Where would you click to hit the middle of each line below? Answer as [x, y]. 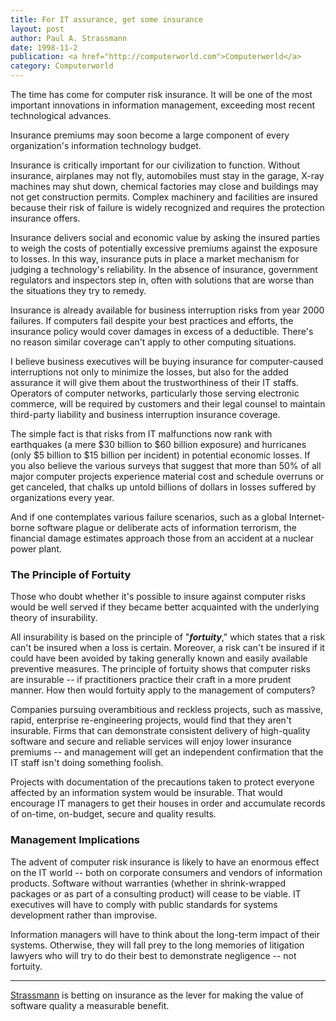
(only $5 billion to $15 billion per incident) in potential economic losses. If [160, 455]
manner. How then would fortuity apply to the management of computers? [163, 690]
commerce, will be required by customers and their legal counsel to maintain [168, 404]
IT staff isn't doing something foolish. [87, 763]
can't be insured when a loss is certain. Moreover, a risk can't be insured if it [167, 648]
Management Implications [75, 840]
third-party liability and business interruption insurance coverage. [145, 414]
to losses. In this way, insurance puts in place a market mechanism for [155, 259]
